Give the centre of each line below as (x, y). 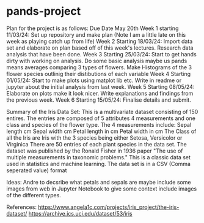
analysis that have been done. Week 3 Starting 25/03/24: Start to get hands (101, 54)
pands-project (44, 11)
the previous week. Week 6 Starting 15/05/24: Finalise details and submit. (99, 100)
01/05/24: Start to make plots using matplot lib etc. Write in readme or (94, 80)
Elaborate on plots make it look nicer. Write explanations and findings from (100, 93)
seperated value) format (37, 170)
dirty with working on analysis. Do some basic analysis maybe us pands (97, 61)
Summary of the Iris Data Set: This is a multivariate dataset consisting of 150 (102, 112)
